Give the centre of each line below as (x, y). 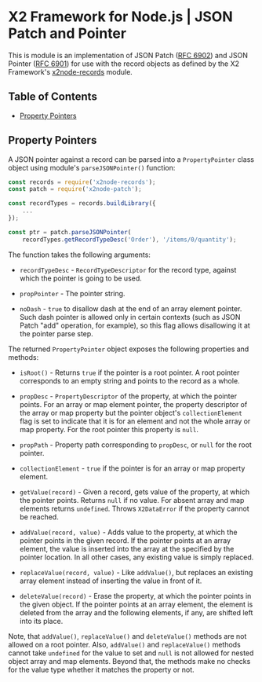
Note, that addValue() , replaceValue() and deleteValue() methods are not (127, 636)
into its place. (41, 621)
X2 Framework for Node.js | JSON (120, 17)
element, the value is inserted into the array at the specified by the (127, 548)
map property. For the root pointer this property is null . (109, 429)
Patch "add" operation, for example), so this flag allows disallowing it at (135, 325)
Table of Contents (53, 97)
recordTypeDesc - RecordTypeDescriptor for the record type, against (128, 269)
